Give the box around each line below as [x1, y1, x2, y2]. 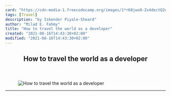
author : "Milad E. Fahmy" [5, 21, 60, 27]
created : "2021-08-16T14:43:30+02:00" [5, 31, 88, 36]
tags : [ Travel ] [5, 12, 38, 17]
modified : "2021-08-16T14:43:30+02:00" [5, 36, 90, 41]
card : [5, 7, 17, 13]
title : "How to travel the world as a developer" [5, 26, 113, 31]
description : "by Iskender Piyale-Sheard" [5, 17, 97, 22]
